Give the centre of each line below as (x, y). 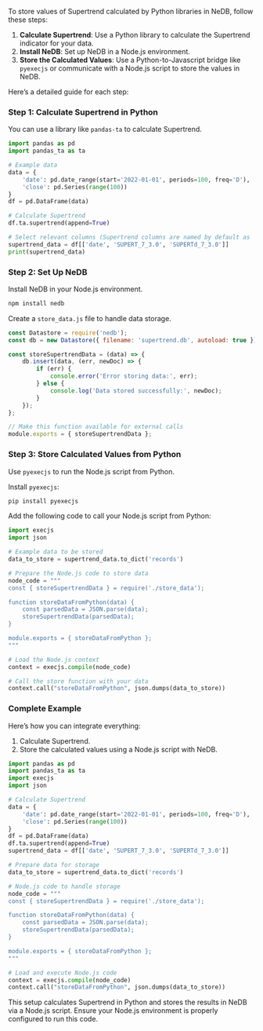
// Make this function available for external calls (96, 427)
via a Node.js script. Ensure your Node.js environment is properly (113, 1011)
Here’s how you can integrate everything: (74, 726)
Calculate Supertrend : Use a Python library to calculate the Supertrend (135, 35)
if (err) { (54, 369)
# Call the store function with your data (78, 681)
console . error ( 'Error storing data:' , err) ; (124, 376)
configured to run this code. (53, 1019)
